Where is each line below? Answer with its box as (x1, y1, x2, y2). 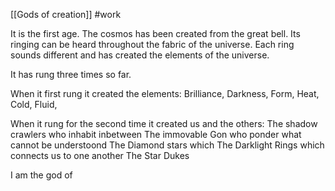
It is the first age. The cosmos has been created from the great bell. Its (10, 28, 301, 39)
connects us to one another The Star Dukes (10, 150, 190, 161)
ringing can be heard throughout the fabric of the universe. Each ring (10, 39, 295, 50)
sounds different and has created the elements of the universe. (10, 49, 270, 61)
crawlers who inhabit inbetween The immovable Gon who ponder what (10, 129, 302, 140)
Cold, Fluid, (10, 99, 58, 110)
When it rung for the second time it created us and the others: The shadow (10, 118, 318, 129)
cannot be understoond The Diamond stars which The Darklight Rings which (10, 139, 325, 151)
